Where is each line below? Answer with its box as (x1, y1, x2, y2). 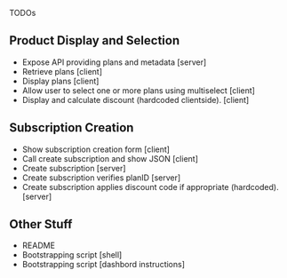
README (21, 240, 56, 251)
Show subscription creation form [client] (21, 144, 171, 155)
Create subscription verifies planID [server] (21, 172, 181, 183)
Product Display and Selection (9, 33, 180, 48)
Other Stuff (9, 217, 73, 232)
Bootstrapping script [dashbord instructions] (21, 259, 185, 270)
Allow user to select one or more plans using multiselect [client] (21, 84, 256, 96)
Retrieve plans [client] (21, 66, 102, 76)
